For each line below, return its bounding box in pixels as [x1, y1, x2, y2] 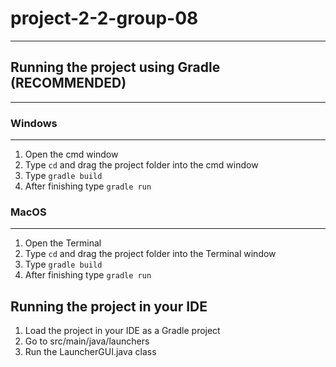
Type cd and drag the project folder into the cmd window [24, 159, 259, 171]
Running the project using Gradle [10, 59, 221, 76]
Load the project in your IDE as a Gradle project [24, 325, 221, 337]
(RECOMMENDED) [10, 75, 127, 92]
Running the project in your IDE [10, 298, 208, 315]
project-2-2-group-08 [10, 7, 199, 30]
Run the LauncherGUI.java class [24, 346, 157, 358]
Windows [10, 116, 58, 130]
